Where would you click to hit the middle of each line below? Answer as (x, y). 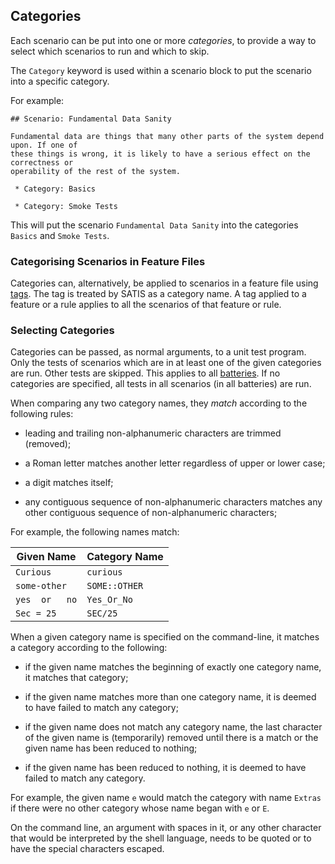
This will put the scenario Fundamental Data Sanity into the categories (154, 225)
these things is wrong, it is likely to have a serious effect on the (160, 154)
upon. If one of (44, 145)
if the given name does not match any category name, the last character (173, 727)
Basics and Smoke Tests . (60, 235)
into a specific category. (60, 81)
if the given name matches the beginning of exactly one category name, (173, 667)
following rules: (42, 414)
